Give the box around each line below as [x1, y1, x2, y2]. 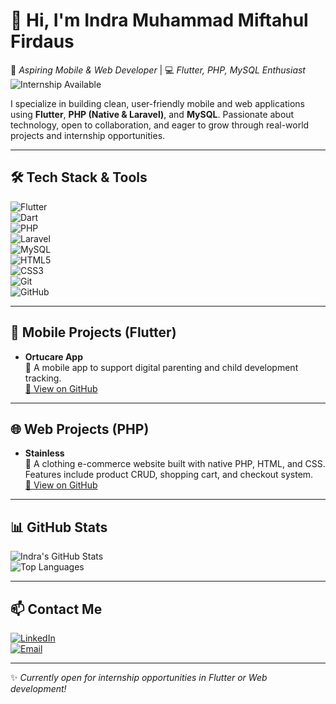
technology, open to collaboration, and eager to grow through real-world [10, 119, 310, 131]
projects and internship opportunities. [10, 129, 166, 141]
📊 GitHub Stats [10, 519, 108, 536]
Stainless [24, 447, 65, 459]
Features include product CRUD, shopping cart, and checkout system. [24, 469, 314, 481]
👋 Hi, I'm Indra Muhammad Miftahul [10, 9, 309, 32]
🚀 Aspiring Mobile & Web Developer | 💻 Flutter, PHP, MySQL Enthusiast [10, 64, 306, 76]
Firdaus [10, 30, 75, 53]
